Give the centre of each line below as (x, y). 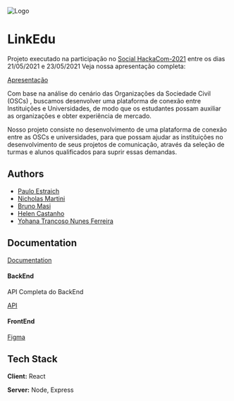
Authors (26, 174)
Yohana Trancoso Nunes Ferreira (66, 221)
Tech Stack (32, 359)
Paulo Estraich (38, 191)
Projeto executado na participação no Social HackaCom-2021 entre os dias (116, 58)
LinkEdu (32, 39)
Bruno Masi (34, 206)
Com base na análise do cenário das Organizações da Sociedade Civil (109, 93)
